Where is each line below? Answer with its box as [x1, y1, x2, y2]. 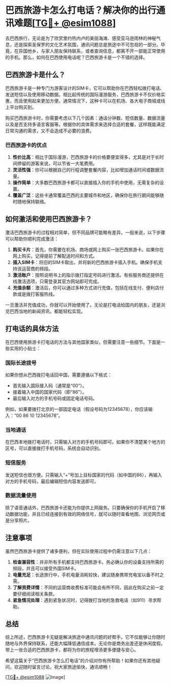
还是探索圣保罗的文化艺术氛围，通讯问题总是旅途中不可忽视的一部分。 [14, 41, 161, 47]
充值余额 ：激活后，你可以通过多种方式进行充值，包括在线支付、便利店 [12, 284, 160, 290]
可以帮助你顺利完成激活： [5, 235, 59, 242]
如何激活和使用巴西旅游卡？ [5, 215, 92, 224]
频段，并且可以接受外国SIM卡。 [12, 565, 79, 571]
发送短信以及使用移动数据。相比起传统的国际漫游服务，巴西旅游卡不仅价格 [5, 91, 161, 97]
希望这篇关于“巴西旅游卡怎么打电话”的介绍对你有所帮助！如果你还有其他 [5, 658, 156, 664]
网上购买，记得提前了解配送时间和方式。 [12, 253, 97, 259]
